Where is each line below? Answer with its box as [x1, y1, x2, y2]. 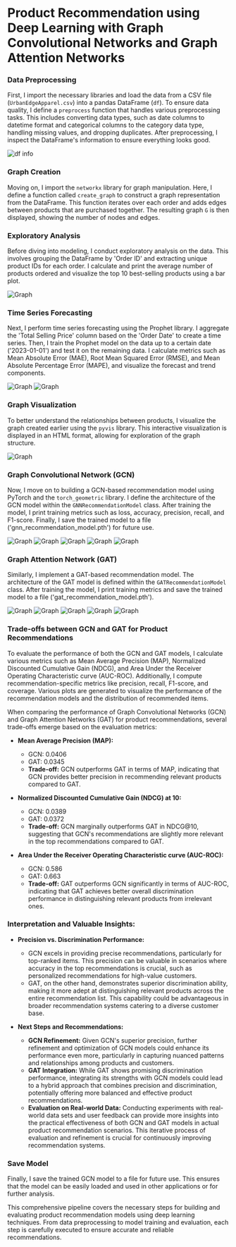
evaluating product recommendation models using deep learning [7, 1210, 195, 1220]
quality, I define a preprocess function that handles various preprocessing [7, 106, 221, 114]
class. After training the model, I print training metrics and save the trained [7, 585, 223, 594]
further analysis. [7, 1189, 55, 1198]
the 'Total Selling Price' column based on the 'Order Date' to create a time [7, 331, 222, 340]
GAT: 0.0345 [27, 757, 65, 766]
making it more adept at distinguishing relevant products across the [27, 986, 224, 995]
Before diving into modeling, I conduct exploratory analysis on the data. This [7, 247, 229, 255]
